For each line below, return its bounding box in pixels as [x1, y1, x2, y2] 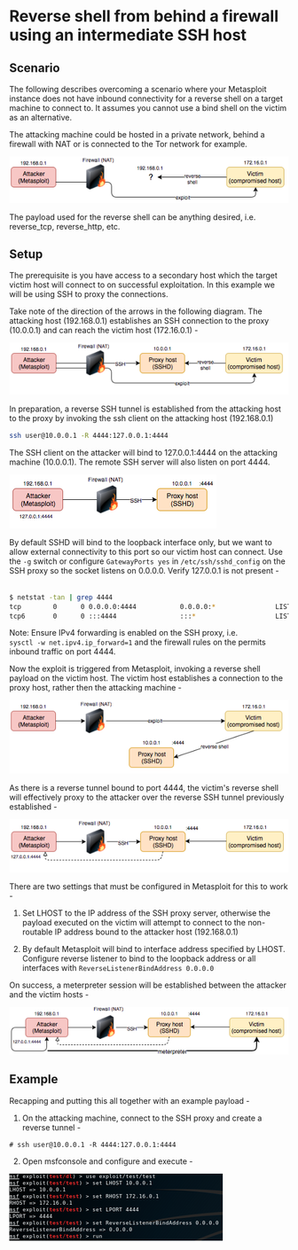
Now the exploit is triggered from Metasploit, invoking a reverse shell [9, 663, 261, 675]
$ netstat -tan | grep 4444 [9, 592, 114, 602]
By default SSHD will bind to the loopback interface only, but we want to [9, 536, 272, 547]
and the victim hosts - [9, 989, 90, 1000]
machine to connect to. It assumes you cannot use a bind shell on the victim [9, 103, 287, 113]
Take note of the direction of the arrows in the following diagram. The [9, 306, 263, 316]
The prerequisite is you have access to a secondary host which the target [9, 270, 278, 281]
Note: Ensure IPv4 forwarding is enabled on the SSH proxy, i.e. [9, 628, 238, 638]
